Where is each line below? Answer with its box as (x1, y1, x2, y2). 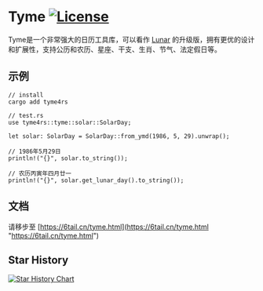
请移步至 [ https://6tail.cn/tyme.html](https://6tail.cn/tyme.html (8, 222, 210, 231)
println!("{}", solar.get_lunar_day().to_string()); (8, 176, 184, 184)
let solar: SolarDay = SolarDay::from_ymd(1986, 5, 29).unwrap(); (8, 132, 230, 140)
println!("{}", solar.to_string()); (8, 154, 128, 162)
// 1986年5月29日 (8, 147, 61, 155)
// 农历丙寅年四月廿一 (8, 169, 72, 177)
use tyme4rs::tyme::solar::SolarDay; (8, 118, 132, 126)
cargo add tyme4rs (8, 98, 68, 106)
